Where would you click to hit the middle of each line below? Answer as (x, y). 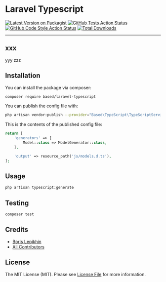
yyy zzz (13, 60)
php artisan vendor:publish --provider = (47, 115)
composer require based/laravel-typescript (51, 97)
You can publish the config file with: (41, 106)
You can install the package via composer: (48, 87)
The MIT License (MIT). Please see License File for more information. (75, 274)
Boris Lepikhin (27, 242)
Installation (23, 76)
